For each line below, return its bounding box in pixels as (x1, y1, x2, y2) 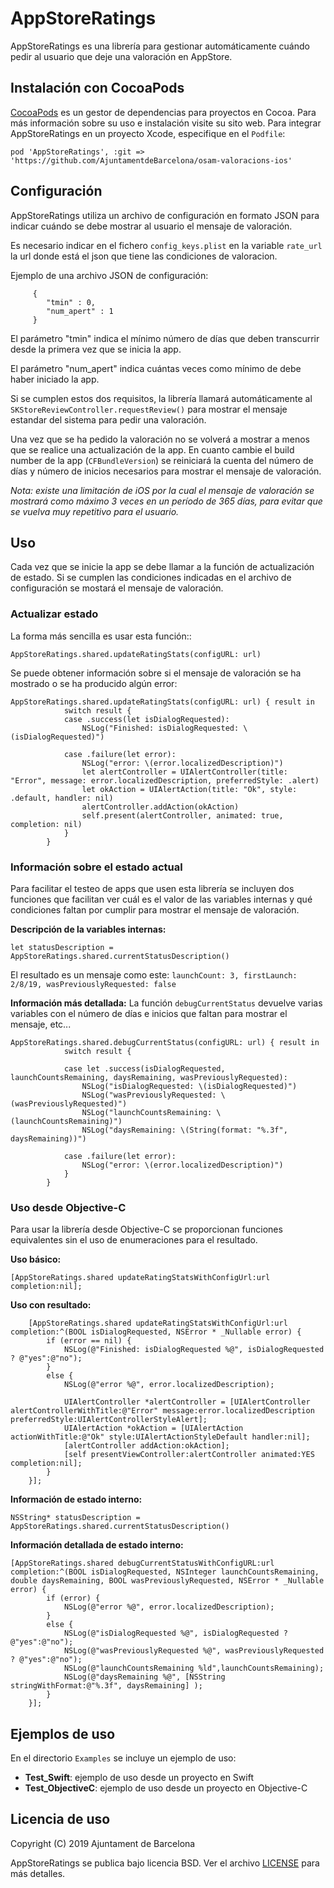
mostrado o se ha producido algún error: (10, 677, 178, 689)
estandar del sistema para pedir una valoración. (10, 413, 207, 426)
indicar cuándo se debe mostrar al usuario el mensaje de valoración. (10, 220, 293, 232)
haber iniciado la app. (10, 373, 100, 385)
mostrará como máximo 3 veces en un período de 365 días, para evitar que (10, 495, 323, 507)
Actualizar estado (10, 607, 99, 621)
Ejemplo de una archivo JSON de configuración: (10, 269, 209, 281)
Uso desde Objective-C (10, 1200, 127, 1214)
